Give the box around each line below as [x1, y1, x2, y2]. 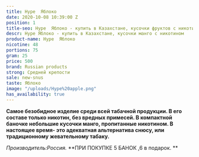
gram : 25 [6, 53, 28, 59]
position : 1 [6, 20, 36, 25]
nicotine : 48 [6, 42, 38, 48]
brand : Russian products [6, 63, 68, 70]
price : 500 [6, 58, 33, 64]
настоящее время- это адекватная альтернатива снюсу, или [6, 126, 165, 133]
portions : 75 [6, 47, 38, 53]
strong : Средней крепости [6, 69, 70, 75]
